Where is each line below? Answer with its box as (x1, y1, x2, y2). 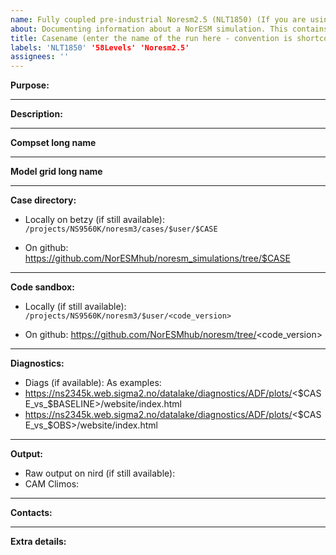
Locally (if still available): (24, 301, 127, 313)
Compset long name (10, 137, 97, 149)
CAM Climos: (24, 478, 80, 490)
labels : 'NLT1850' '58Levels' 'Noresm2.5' (10, 42, 190, 53)
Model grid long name (10, 166, 103, 178)
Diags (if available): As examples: (24, 377, 162, 389)
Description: (10, 108, 63, 120)
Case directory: (10, 194, 77, 206)
